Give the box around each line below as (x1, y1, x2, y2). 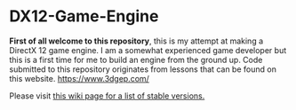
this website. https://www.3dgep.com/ (9, 73, 149, 83)
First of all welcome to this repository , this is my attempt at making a (9, 35, 264, 46)
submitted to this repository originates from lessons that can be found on (9, 64, 277, 75)
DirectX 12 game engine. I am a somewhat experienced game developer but (9, 44, 287, 55)
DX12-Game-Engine (9, 6, 159, 27)
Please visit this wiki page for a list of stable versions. (9, 90, 205, 101)
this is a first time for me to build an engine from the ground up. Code (9, 54, 263, 65)
